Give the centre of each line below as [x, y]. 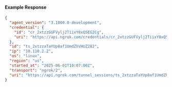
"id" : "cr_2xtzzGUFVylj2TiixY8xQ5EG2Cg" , [59, 32]
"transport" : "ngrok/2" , [36, 70]
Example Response [26, 7]
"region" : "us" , [27, 61]
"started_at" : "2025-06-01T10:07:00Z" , [52, 66]
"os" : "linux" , [26, 56]
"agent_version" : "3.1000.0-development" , [55, 23]
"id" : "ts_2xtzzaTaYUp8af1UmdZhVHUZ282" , [54, 47]
